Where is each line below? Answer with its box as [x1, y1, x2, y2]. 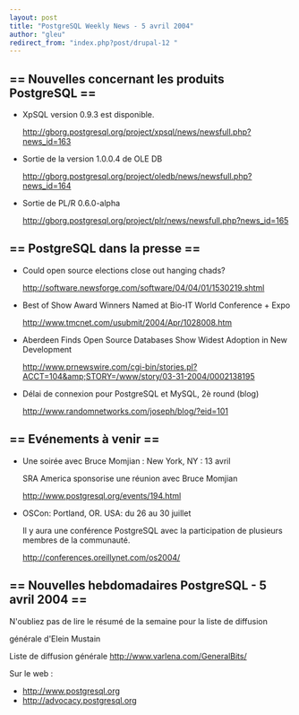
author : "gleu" [9, 30, 66, 39]
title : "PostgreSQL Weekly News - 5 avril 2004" [9, 22, 194, 31]
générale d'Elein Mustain [9, 633, 101, 644]
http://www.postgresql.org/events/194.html [21, 490, 182, 501]
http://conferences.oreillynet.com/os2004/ [21, 552, 181, 562]
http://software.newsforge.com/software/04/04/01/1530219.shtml [21, 282, 265, 292]
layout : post [9, 13, 58, 22]
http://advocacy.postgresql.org [21, 694, 137, 705]
